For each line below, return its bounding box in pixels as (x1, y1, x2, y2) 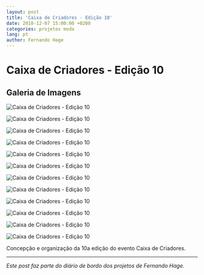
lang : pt (6, 32, 29, 38)
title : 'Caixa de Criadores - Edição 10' (6, 15, 113, 21)
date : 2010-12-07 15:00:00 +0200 (6, 20, 91, 26)
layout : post (6, 8, 39, 15)
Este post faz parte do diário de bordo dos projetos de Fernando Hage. (6, 262, 185, 269)
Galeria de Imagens (6, 87, 81, 98)
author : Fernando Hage (6, 37, 64, 43)
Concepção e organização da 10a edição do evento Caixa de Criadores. (6, 245, 186, 252)
